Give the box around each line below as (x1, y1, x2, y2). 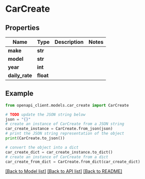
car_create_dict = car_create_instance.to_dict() (5, 149, 113, 155)
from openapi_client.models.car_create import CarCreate (5, 103, 129, 108)
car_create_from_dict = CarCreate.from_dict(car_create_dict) (5, 159, 140, 164)
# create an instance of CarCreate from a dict (5, 154, 109, 160)
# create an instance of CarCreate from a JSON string (5, 121, 125, 126)
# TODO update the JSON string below (5, 112, 86, 117)
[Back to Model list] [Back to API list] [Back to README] (5, 168, 123, 174)
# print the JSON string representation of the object (5, 131, 125, 136)
